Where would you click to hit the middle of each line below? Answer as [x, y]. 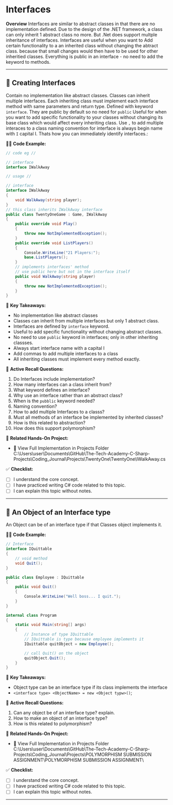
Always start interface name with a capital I [59, 348]
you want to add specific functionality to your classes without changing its [84, 117]
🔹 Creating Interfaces [41, 83]
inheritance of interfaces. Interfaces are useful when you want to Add [79, 40]
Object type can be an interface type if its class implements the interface [90, 687]
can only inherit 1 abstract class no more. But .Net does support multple [82, 34]
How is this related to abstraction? [49, 423]
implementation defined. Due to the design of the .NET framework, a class [84, 29]
